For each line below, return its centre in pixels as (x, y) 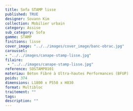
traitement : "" (21, 92)
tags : (11, 96)
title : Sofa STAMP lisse (31, 10)
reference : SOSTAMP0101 (30, 69)
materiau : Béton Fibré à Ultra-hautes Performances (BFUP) (67, 74)
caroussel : (16, 51)
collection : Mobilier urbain (35, 23)
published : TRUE (22, 14)
